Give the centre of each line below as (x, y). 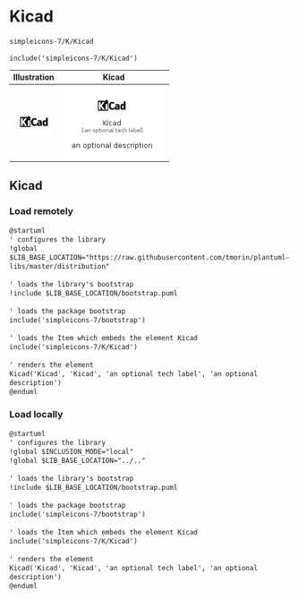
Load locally (36, 414)
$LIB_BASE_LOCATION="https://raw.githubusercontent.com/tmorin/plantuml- (150, 257)
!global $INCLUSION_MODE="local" (72, 452)
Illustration (34, 77)
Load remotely (42, 210)
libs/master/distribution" (60, 266)
